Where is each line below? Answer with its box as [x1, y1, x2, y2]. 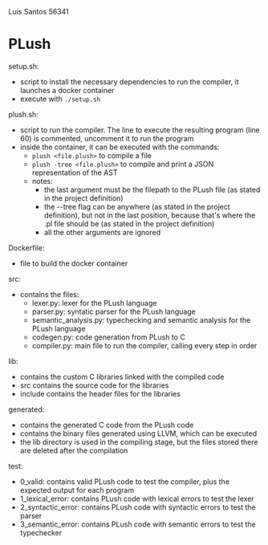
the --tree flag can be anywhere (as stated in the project [43, 201, 230, 211]
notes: [31, 176, 54, 185]
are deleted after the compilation [19, 445, 128, 455]
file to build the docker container [19, 258, 128, 268]
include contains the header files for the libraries [19, 388, 181, 398]
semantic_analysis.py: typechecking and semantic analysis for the [31, 315, 251, 324]
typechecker [19, 527, 63, 537]
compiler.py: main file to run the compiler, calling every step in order [31, 340, 258, 350]
